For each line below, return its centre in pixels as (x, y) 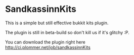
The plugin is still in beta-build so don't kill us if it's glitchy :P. (67, 32)
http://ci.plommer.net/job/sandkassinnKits (48, 47)
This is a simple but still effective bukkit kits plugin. (57, 23)
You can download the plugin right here (45, 42)
